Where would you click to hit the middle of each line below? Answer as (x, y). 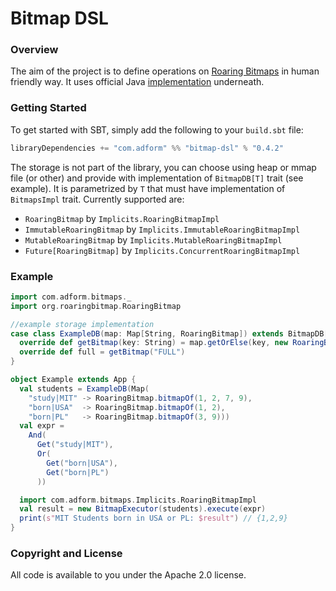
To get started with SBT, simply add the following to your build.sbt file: (157, 129)
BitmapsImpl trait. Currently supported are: (97, 199)
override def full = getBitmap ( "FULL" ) (102, 352)
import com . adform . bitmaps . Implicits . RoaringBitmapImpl (138, 500)
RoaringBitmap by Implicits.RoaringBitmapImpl (122, 218)
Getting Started (48, 108)
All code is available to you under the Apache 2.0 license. (128, 575)
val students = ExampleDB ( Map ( (84, 388)
